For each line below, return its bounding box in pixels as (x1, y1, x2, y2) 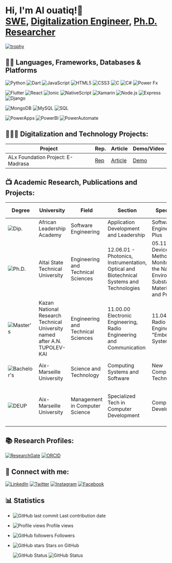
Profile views (46, 522, 74, 529)
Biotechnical (107, 272, 137, 279)
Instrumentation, (107, 259, 147, 266)
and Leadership (107, 231, 145, 239)
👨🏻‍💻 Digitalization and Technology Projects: (5, 130, 148, 139)
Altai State (38, 259, 63, 266)
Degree (11, 207, 30, 214)
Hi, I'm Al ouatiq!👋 (5, 5, 83, 16)
